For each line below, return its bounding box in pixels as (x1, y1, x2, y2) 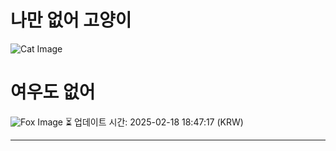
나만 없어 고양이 (10, 9, 132, 32)
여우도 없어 (10, 81, 96, 104)
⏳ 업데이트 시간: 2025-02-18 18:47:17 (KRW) (64, 116, 244, 128)
